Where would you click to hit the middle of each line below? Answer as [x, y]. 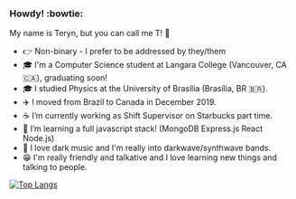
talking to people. [55, 167]
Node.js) [38, 138]
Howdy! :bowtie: [46, 14]
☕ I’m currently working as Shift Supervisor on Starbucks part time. [148, 116]
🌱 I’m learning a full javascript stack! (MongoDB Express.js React [143, 128]
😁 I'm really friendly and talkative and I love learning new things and [150, 157]
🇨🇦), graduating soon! [65, 78]
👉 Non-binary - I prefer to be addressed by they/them [124, 52]
